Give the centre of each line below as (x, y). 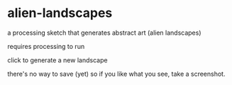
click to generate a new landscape (57, 60)
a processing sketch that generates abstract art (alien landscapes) (104, 33)
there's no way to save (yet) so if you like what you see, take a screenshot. (116, 74)
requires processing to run (46, 46)
